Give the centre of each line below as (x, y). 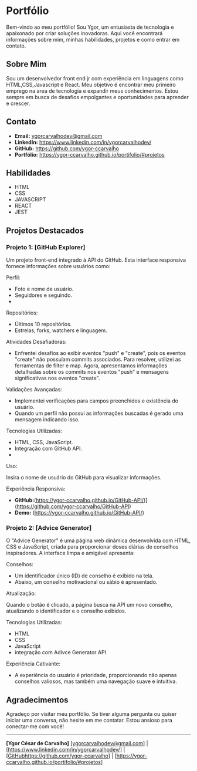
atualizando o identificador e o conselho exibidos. (66, 611)
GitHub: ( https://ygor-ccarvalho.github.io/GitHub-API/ (79, 501)
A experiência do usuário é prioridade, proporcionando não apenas (96, 675)
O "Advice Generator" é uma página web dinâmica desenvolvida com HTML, (98, 540)
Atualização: (21, 593)
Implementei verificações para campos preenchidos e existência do (96, 401)
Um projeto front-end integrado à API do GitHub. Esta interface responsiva (96, 260)
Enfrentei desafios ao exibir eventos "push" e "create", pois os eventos (100, 353)
